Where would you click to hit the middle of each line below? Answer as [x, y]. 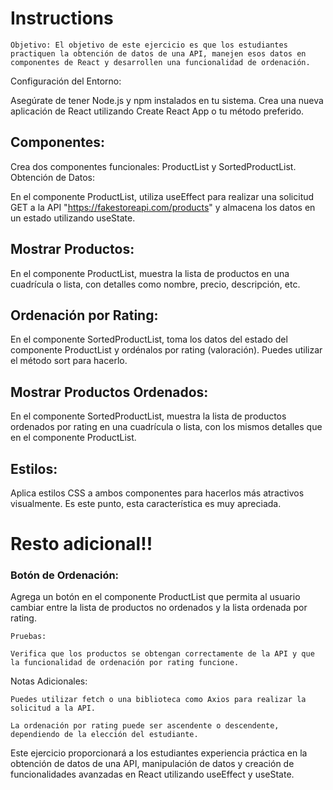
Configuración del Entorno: [66, 81]
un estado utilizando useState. [73, 218]
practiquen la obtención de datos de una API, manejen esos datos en [158, 53]
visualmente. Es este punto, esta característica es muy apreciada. [146, 503]
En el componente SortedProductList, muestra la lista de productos [148, 416]
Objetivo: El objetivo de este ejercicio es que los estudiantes [149, 45]
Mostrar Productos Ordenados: [109, 392]
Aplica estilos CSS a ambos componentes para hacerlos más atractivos [157, 493]
